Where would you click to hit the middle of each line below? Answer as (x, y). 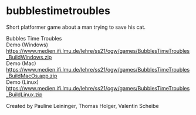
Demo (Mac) (21, 63)
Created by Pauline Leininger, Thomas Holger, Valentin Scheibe (83, 106)
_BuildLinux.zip (24, 94)
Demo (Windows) (27, 45)
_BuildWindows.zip (29, 57)
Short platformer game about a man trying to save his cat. (76, 27)
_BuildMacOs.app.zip (32, 76)
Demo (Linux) (23, 82)
